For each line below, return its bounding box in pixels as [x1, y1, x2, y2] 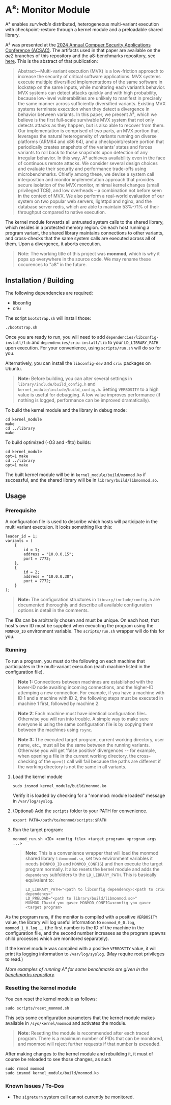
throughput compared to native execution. [17, 209, 106, 215]
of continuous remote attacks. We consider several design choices [17, 160, 158, 166]
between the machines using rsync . [17, 726, 93, 733]
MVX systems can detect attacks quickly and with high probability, [17, 89, 158, 96]
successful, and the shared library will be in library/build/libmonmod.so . [5, 477, 159, 483]
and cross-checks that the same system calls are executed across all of [5, 235, 156, 241]
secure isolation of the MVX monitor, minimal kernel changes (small [17, 182, 159, 188]
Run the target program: [12, 827, 64, 833]
